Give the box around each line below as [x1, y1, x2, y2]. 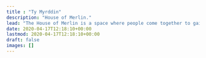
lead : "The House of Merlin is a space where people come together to [6, 20, 191, 26]
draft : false [6, 37, 40, 43]
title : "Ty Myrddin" [6, 8, 62, 15]
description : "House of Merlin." [6, 14, 92, 21]
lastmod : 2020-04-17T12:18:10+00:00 [6, 31, 100, 37]
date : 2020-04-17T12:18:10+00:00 [6, 25, 92, 32]
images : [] [6, 43, 34, 49]
